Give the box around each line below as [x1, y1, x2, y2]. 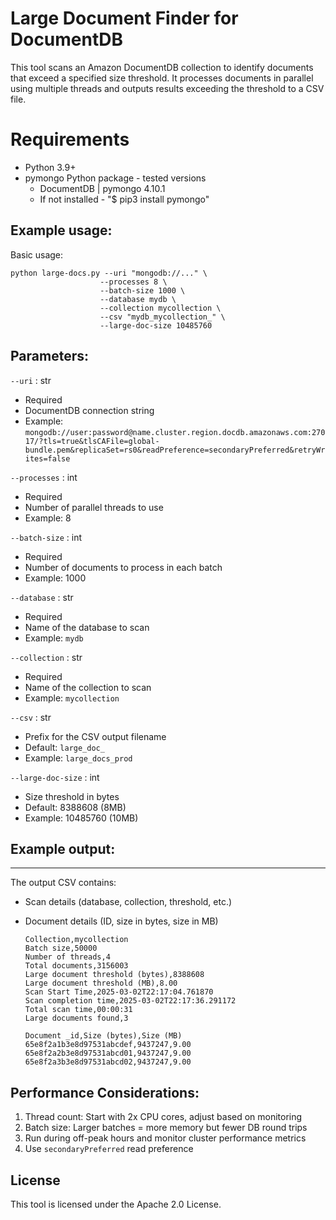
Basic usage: [10, 248, 64, 261]
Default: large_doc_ [24, 741, 105, 753]
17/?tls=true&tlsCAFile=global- [24, 436, 160, 446]
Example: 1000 [24, 572, 87, 584]
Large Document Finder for [10, 7, 239, 30]
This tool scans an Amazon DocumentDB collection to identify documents [10, 61, 314, 73]
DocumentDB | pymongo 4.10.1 [39, 182, 166, 194]
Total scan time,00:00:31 [24, 1005, 133, 1015]
